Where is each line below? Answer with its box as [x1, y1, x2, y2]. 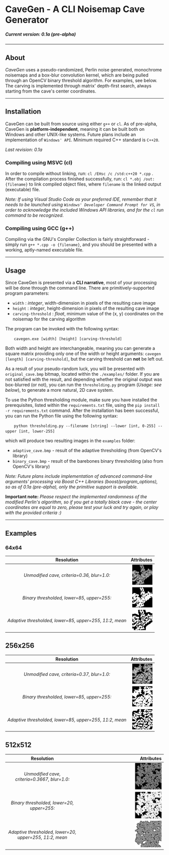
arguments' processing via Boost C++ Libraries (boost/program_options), [5, 479, 158, 485]
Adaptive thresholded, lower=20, [8, 829, 76, 835]
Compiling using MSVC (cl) [5, 159, 73, 166]
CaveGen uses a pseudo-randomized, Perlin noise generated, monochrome [5, 66, 162, 72]
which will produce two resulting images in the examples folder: [5, 438, 136, 444]
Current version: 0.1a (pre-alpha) [5, 31, 76, 37]
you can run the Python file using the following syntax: [5, 413, 118, 419]
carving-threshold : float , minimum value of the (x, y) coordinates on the [12, 311, 163, 317]
